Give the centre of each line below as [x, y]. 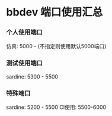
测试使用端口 [25, 63]
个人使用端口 [25, 32]
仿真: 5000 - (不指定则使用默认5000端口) [56, 46]
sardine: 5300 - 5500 [32, 76]
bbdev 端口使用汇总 [55, 12]
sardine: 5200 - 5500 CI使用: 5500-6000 [56, 107]
